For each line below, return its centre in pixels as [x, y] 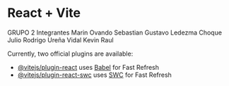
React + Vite [44, 13]
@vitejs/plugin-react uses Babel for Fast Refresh [88, 67]
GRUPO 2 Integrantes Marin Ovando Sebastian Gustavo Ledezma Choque [115, 32]
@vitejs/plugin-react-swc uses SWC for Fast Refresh [94, 75]
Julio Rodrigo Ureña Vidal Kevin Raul [61, 39]
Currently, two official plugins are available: [70, 54]
